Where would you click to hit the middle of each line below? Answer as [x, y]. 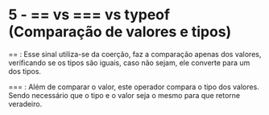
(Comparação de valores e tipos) [120, 32]
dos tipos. [25, 71]
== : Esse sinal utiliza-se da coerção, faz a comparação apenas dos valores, [135, 54]
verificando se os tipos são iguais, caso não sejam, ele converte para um [129, 63]
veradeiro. [25, 104]
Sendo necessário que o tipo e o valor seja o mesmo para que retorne [124, 95]
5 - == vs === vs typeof [89, 15]
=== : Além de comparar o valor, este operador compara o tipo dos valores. [134, 87]
